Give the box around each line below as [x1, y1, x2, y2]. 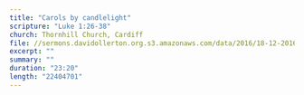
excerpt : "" [9, 47, 54, 56]
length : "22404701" [9, 72, 83, 81]
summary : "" [9, 55, 54, 64]
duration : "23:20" [9, 64, 79, 73]
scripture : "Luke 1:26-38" [9, 22, 111, 31]
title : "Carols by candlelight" [9, 13, 131, 23]
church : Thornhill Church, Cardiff [9, 30, 144, 39]
